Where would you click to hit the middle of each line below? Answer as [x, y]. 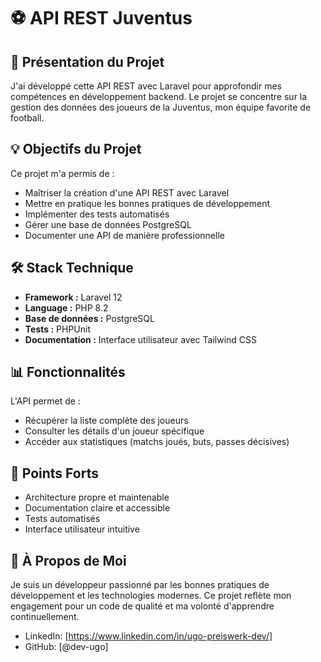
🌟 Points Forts [54, 473]
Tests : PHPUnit [57, 329]
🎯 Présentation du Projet [87, 61]
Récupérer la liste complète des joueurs [106, 421]
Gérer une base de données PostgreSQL [108, 224]
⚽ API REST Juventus [101, 18]
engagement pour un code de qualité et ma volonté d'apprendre [142, 606]
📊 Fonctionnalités [68, 372]
